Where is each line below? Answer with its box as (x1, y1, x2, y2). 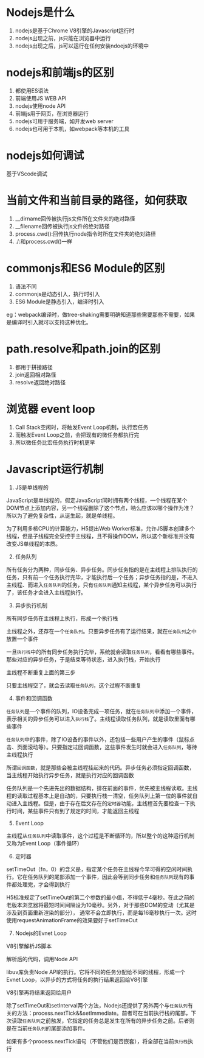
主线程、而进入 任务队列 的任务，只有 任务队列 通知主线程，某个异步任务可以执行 (6, 581, 197, 588)
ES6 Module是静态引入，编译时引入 (15, 298, 104, 305)
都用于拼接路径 (15, 363, 53, 370)
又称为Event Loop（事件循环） (6, 839, 83, 847)
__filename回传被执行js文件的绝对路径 (15, 222, 110, 230)
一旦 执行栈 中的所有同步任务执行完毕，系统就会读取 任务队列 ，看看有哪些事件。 (6, 648, 198, 655)
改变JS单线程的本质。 (6, 540, 61, 547)
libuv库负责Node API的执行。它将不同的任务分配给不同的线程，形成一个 (6, 968, 186, 975)
